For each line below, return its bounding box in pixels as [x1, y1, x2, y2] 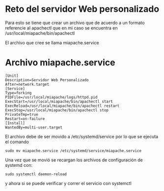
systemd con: [5, 162, 33, 168]
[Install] [5, 121, 26, 126]
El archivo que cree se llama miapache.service [5, 39, 99, 45]
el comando [5, 139, 29, 145]
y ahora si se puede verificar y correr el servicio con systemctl [5, 180, 132, 186]
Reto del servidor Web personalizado [5, 3, 160, 15]
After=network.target [5, 82, 50, 87]
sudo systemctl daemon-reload [5, 171, 67, 177]
